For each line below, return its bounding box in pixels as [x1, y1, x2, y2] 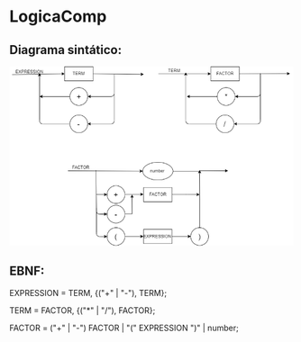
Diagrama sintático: [9, 42, 123, 58]
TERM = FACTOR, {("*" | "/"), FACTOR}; [9, 304, 156, 316]
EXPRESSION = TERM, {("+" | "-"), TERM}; [9, 287, 168, 298]
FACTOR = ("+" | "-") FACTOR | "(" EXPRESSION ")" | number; [9, 322, 239, 333]
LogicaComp [9, 6, 107, 27]
